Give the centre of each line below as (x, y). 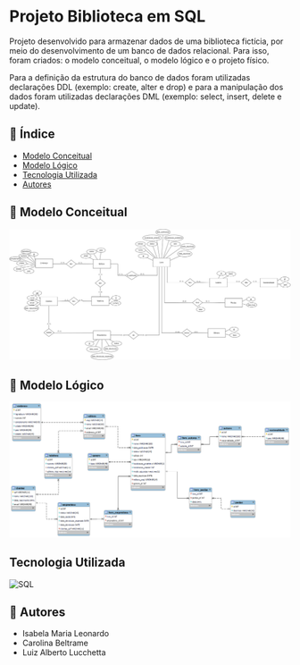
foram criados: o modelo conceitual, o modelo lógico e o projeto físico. (139, 60)
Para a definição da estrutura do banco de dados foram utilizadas (130, 77)
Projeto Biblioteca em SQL (108, 17)
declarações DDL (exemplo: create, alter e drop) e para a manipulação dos (146, 87)
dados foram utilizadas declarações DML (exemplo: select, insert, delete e (146, 97)
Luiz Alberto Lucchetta (64, 652)
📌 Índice (32, 135)
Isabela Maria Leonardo (66, 634)
